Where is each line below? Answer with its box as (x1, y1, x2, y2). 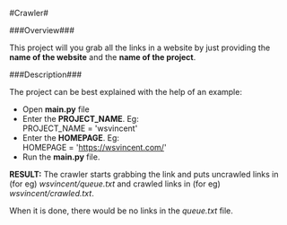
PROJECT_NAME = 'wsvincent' (22, 123, 138, 134)
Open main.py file (22, 104, 90, 115)
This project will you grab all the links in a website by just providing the (9, 42, 271, 53)
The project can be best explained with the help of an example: (9, 87, 242, 97)
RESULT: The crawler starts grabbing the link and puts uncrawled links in (9, 169, 279, 179)
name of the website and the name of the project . (9, 52, 196, 62)
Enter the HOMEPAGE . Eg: (22, 133, 119, 143)
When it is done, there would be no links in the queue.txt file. (9, 205, 233, 216)
